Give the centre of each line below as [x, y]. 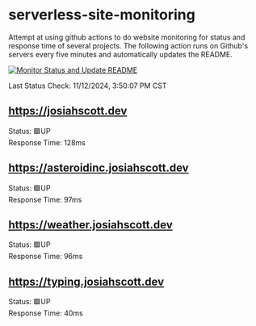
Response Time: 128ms [47, 142]
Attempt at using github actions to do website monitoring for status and [127, 37]
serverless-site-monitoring [102, 15]
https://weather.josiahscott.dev [91, 225]
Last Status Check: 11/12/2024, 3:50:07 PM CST [88, 86]
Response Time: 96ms [46, 257]
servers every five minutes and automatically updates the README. [120, 54]
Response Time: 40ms [46, 313]
